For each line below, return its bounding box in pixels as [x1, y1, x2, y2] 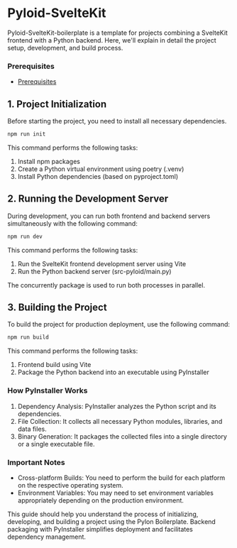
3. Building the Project [7, 302, 108, 313]
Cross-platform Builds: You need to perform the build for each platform [17, 473, 226, 482]
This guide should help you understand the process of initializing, [7, 510, 199, 518]
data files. [17, 424, 48, 433]
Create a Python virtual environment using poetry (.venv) [17, 165, 184, 173]
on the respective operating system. [17, 481, 123, 489]
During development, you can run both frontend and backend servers [7, 212, 211, 220]
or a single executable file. [17, 439, 95, 448]
